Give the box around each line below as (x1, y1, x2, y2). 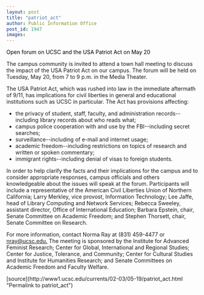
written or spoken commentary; (15, 149, 95, 156)
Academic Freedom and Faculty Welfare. (6, 263, 109, 271)
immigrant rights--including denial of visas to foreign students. (15, 155, 173, 162)
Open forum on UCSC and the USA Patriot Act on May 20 (6, 48, 151, 56)
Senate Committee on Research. (6, 219, 88, 227)
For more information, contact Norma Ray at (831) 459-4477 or (6, 231, 165, 238)
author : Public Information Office (6, 20, 97, 26)
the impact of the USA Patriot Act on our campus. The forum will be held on (6, 67, 197, 74)
